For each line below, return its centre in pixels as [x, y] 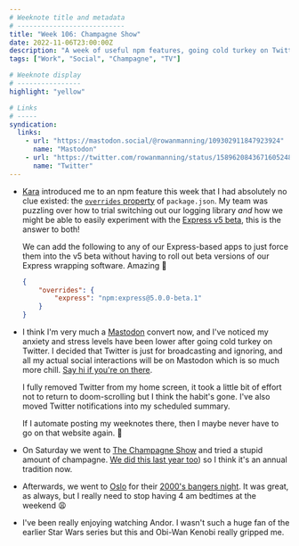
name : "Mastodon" [65, 149]
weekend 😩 [44, 505]
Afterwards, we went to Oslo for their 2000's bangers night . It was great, [155, 486]
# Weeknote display [45, 75]
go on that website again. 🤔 [72, 433]
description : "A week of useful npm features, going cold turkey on [139, 51]
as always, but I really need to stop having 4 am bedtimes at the [139, 496]
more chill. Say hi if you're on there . [87, 370]
